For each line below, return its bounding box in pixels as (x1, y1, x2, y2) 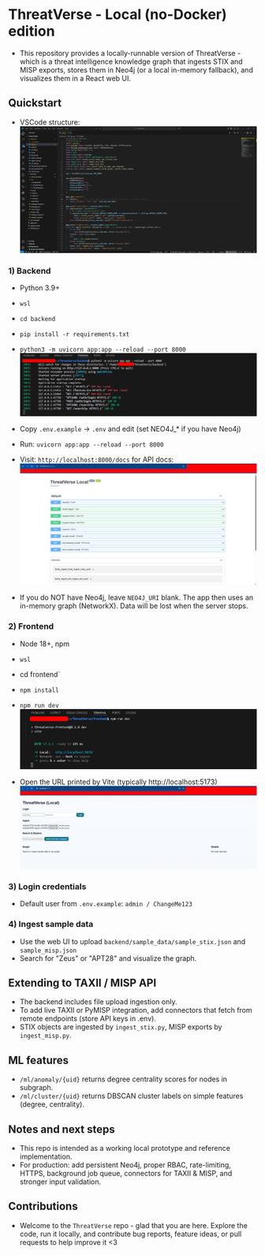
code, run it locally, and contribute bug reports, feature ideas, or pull (19, 1229, 242, 1238)
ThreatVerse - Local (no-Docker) (8, 6, 227, 24)
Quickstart (8, 96, 62, 110)
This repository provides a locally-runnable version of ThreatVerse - (19, 48, 241, 58)
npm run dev (19, 701, 59, 709)
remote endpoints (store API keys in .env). (19, 1014, 156, 1023)
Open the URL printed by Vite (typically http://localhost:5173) (19, 777, 218, 786)
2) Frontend (8, 621, 54, 632)
